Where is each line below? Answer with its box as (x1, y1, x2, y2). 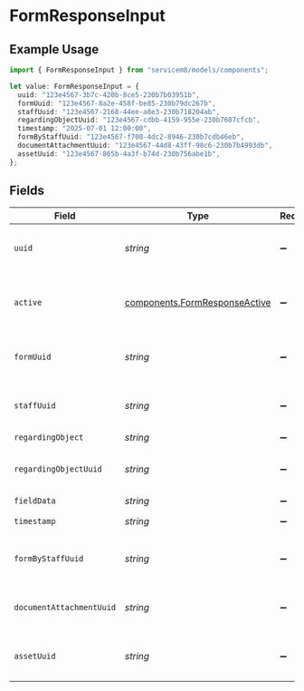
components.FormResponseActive (125, 297, 271, 309)
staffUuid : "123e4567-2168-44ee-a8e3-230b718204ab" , (17, 107, 221, 116)
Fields (9, 183, 45, 199)
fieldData (14, 496, 56, 506)
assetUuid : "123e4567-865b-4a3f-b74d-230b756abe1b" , (17, 149, 221, 159)
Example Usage (9, 42, 100, 57)
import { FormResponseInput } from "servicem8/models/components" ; (9, 65, 270, 74)
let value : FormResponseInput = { (9, 82, 140, 91)
